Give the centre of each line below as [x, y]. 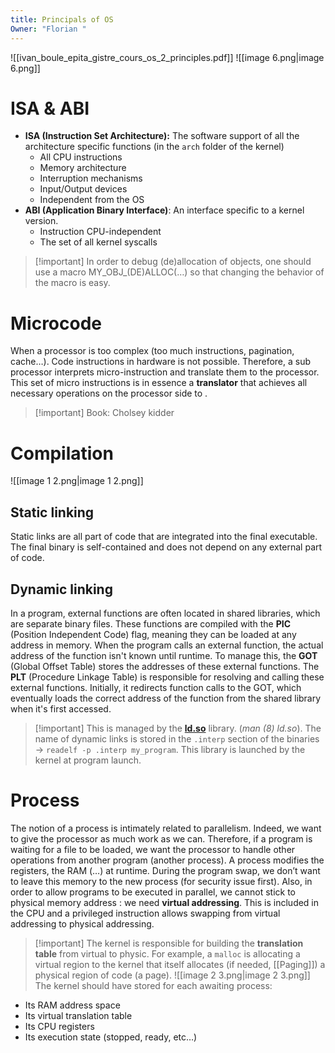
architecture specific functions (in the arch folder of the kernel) [154, 147]
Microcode [56, 323]
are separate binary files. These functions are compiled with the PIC [150, 623]
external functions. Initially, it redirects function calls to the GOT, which [156, 687]
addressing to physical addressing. [82, 923]
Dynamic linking [61, 589]
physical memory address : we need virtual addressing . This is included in [165, 902]
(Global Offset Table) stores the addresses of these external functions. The [165, 666]
